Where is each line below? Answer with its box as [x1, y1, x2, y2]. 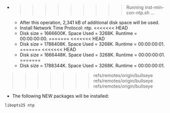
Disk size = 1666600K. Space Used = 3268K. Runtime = [19, 30, 137, 36]
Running [126, 5, 144, 10]
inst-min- [144, 5, 164, 10]
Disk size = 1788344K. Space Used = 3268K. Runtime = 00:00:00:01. [19, 63, 165, 68]
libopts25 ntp [5, 103, 35, 108]
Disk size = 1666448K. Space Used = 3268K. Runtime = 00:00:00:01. [19, 52, 165, 58]
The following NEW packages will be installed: [12, 93, 109, 99]
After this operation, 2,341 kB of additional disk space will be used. [19, 20, 160, 25]
